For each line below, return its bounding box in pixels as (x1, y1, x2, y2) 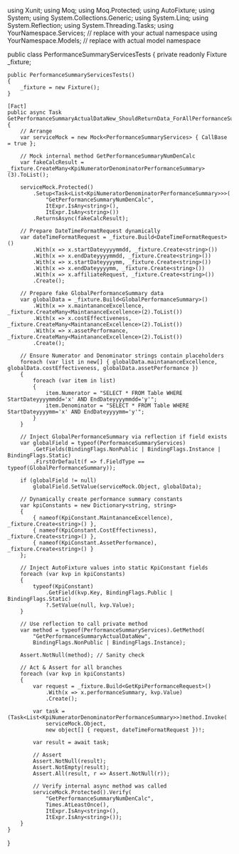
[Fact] (7, 103, 27, 110)
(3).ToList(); (7, 171, 50, 178)
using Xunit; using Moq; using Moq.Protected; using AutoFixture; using (7, 6, 215, 14)
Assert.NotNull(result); (33, 758, 107, 765)
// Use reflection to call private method (20, 620, 148, 627)
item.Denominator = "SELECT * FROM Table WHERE (45, 402, 190, 409)
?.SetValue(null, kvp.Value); (45, 602, 135, 609)
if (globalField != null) (20, 477, 97, 484)
